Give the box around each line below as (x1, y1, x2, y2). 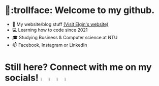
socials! (5, 72, 39, 83)
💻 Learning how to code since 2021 (12, 27, 88, 33)
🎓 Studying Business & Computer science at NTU (12, 34, 118, 40)
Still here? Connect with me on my (5, 61, 152, 73)
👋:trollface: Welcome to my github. (5, 5, 155, 16)
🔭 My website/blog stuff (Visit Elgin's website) (12, 21, 109, 27)
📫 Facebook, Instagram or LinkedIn (12, 42, 87, 48)
